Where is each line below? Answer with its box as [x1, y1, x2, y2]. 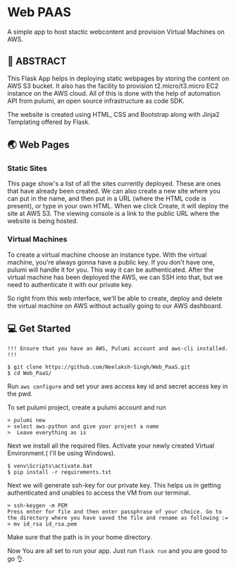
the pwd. [7, 389, 33, 398]
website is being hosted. [7, 217, 79, 225]
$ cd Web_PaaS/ [7, 369, 52, 376]
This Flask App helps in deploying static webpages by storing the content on [7, 74, 230, 82]
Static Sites [7, 163, 48, 173]
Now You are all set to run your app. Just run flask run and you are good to [7, 546, 228, 555]
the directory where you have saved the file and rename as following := [7, 514, 229, 521]
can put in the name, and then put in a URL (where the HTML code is [7, 194, 206, 203]
